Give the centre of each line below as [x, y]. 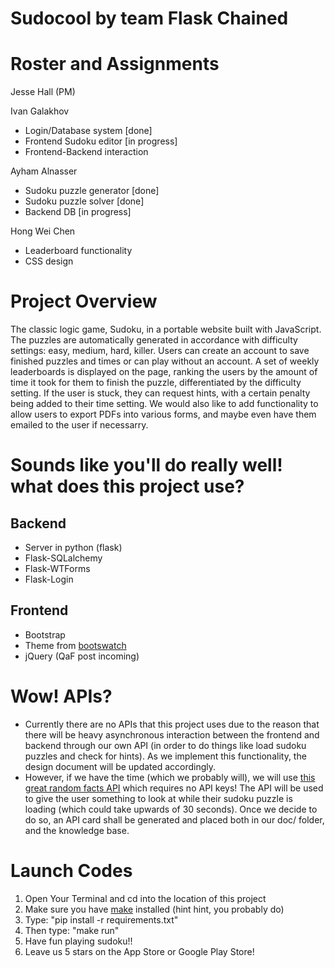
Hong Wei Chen [43, 231]
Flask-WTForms [57, 569]
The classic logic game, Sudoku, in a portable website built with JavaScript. [166, 329]
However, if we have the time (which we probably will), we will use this [170, 777]
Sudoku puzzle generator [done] [92, 191]
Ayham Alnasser [44, 171]
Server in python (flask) [73, 548]
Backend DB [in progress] [78, 212]
